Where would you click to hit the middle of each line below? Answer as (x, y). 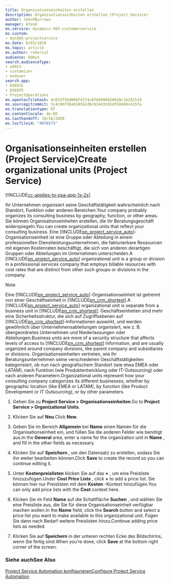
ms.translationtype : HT (30, 109)
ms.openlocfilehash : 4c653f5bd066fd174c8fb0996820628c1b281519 (74, 100)
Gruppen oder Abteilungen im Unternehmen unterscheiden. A (69, 253)
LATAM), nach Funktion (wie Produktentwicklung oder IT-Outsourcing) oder (84, 370)
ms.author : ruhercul (27, 52)
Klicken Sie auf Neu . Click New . (45, 416)
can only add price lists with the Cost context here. (66, 489)
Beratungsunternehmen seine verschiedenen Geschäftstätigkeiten (75, 359)
